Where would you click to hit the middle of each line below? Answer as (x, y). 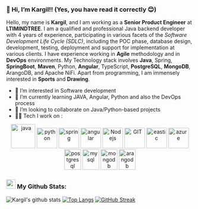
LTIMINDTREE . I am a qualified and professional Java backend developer (96, 28)
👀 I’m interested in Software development (65, 91)
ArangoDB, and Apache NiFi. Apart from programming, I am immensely (93, 73)
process (25, 103)
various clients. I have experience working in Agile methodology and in (93, 54)
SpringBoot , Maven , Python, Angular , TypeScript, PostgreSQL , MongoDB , (98, 66)
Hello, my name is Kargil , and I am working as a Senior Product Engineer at (99, 23)
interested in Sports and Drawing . (48, 79)
